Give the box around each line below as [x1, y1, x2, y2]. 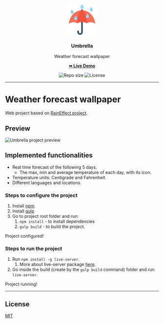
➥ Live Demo [68, 63, 96, 69]
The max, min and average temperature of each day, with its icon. [19, 169, 152, 175]
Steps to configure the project [5, 192, 78, 199]
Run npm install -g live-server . [12, 256, 80, 262]
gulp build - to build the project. [19, 224, 85, 229]
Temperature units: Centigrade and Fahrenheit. [12, 174, 106, 180]
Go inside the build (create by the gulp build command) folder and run [12, 266, 155, 272]
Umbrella [71, 42, 93, 49]
